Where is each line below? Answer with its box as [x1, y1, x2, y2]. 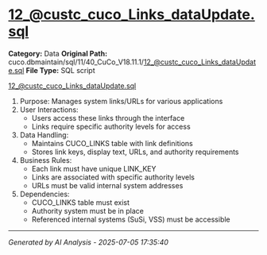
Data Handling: [19, 129, 69, 140]
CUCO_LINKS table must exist [31, 197, 130, 207]
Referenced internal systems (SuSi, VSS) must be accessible [31, 214, 230, 224]
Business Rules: [19, 155, 72, 164]
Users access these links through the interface [31, 113, 185, 122]
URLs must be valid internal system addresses [31, 180, 184, 190]
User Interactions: [19, 105, 79, 114]
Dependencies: [19, 189, 70, 199]
